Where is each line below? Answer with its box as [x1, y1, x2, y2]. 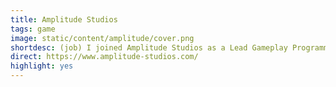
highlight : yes [10, 61, 74, 71]
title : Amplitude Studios [10, 14, 118, 25]
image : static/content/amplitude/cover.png [10, 33, 195, 43]
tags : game [10, 24, 56, 34]
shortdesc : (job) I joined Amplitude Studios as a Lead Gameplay [10, 42, 288, 53]
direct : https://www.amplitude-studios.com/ [10, 52, 199, 62]
